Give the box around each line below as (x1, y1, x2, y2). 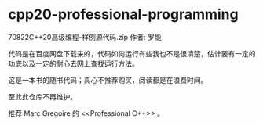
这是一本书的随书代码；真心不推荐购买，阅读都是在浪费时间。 (8, 75, 208, 85)
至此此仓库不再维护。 (8, 92, 77, 101)
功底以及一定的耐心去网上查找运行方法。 (8, 59, 139, 68)
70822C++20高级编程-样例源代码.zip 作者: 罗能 (8, 32, 162, 41)
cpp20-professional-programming (8, 5, 239, 23)
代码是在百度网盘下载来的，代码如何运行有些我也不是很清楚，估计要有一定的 (8, 49, 256, 58)
